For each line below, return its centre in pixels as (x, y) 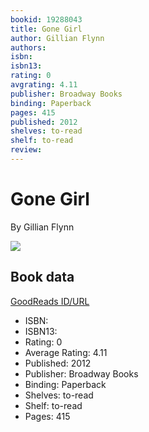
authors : (28, 47)
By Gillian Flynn (42, 227)
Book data (42, 277)
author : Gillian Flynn (57, 38)
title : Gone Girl (46, 29)
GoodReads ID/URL (50, 301)
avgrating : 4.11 (44, 85)
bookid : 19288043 (46, 19)
